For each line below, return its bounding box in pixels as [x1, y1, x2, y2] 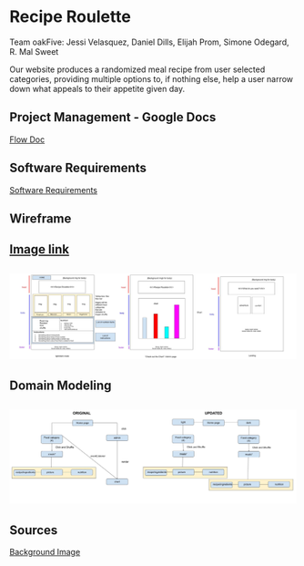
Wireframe [9, 211, 72, 226]
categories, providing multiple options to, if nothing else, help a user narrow [9, 73, 294, 84]
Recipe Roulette [9, 6, 132, 27]
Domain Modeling [9, 378, 112, 394]
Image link [9, 242, 70, 257]
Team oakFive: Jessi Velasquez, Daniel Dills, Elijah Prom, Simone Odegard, [9, 36, 289, 47]
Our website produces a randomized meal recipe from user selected [9, 64, 266, 75]
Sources [9, 522, 58, 538]
